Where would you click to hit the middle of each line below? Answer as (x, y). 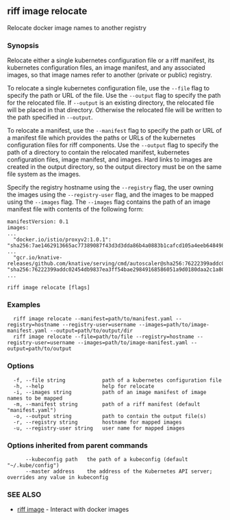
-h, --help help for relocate (84, 386)
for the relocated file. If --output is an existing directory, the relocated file (111, 103)
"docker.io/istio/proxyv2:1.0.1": (62, 240)
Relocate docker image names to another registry (77, 27)
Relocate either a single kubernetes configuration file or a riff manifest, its (111, 60)
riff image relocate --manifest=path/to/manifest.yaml (93, 319)
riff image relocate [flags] (49, 288)
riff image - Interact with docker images (73, 510)
